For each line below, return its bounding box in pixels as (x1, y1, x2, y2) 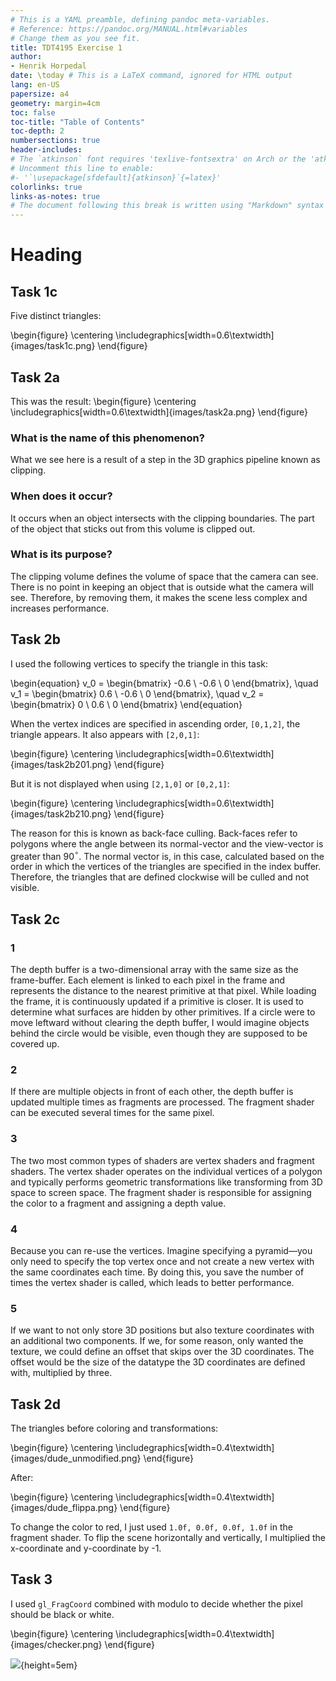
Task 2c (10, 911, 61, 928)
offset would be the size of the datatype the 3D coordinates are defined (10, 1356, 306, 1368)
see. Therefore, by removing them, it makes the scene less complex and (10, 591, 308, 603)
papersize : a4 (10, 89, 70, 99)
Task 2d (10, 1396, 62, 1413)
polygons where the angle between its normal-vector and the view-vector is (10, 837, 324, 850)
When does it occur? (10, 489, 113, 503)
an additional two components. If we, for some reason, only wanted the (10, 1335, 304, 1347)
